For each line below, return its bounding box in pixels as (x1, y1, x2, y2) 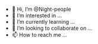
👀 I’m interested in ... (11, 12, 62, 19)
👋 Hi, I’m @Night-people (11, 6, 71, 12)
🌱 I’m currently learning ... (11, 18, 75, 25)
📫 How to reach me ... (11, 32, 67, 38)
